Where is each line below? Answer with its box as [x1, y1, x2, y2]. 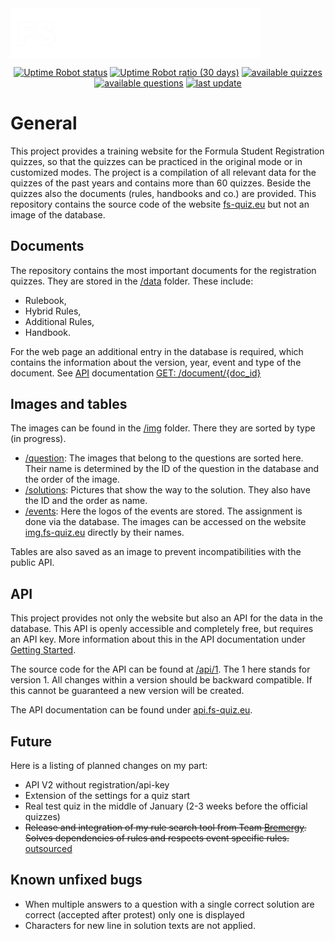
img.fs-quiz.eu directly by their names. [24, 527, 185, 539]
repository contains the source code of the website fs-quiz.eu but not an [10, 198, 310, 210]
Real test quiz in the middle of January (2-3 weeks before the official [24, 800, 308, 812]
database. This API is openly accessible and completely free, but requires [10, 623, 314, 635]
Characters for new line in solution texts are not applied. [24, 919, 256, 931]
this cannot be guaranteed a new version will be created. [10, 685, 245, 697]
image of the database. [10, 208, 106, 221]
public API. [10, 557, 55, 569]
